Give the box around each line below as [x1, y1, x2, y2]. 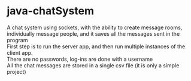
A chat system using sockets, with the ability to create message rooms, [7, 24, 183, 31]
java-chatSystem [7, 4, 95, 18]
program [7, 36, 28, 43]
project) [7, 68, 26, 75]
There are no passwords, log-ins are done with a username [7, 55, 153, 63]
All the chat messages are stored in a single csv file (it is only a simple [7, 61, 180, 69]
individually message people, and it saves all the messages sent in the [7, 30, 180, 37]
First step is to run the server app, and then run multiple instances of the [7, 43, 186, 50]
